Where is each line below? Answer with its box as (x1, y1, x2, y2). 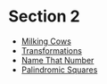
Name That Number (21, 55, 95, 65)
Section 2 (8, 6, 81, 27)
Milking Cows (21, 36, 72, 46)
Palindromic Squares (21, 64, 98, 75)
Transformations (21, 45, 82, 55)
